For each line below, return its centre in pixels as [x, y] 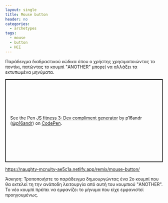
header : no [16, 19]
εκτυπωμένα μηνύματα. [30, 72]
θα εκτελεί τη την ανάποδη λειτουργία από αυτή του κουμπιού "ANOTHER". [84, 184]
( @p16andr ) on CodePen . [36, 123]
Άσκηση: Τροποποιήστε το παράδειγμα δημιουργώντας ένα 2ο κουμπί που [82, 179]
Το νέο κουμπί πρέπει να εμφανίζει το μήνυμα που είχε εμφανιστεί [74, 189]
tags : [11, 33]
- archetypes [23, 29]
